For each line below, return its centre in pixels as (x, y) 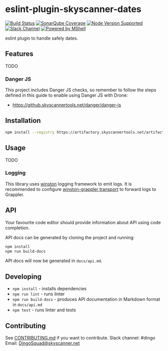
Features (19, 54)
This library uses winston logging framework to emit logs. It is (68, 184)
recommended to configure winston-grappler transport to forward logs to (81, 189)
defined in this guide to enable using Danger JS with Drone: (67, 95)
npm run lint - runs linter (38, 294)
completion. (17, 228)
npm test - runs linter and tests (44, 310)
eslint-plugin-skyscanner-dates (73, 9)
